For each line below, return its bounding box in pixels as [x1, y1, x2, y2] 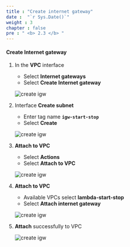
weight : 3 [6, 19, 33, 25]
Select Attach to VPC [23, 160, 76, 167]
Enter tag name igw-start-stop [23, 113, 99, 120]
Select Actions [23, 154, 60, 161]
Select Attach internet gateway [23, 200, 101, 207]
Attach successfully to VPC [14, 223, 82, 230]
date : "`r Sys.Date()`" [6, 14, 69, 20]
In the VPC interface [14, 62, 65, 69]
